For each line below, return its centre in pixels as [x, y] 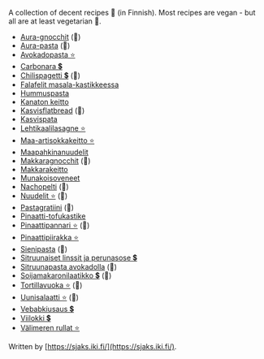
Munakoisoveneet [50, 178]
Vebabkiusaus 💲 [47, 309]
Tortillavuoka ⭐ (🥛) [51, 285]
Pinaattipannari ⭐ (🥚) [55, 225]
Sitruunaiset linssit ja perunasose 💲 [79, 257]
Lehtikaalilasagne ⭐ [53, 128]
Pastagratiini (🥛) [47, 208]
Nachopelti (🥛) [44, 186]
